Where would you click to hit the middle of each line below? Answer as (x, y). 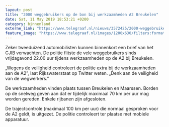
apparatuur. (17, 119)
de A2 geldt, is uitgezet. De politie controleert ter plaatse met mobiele (77, 114)
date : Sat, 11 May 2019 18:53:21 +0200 (47, 19)
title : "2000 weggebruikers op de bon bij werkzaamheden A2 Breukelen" (82, 15)
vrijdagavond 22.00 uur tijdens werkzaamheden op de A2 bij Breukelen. (79, 58)
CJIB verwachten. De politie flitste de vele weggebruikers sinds (71, 53)
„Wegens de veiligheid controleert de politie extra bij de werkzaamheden (80, 68)
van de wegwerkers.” (27, 79)
